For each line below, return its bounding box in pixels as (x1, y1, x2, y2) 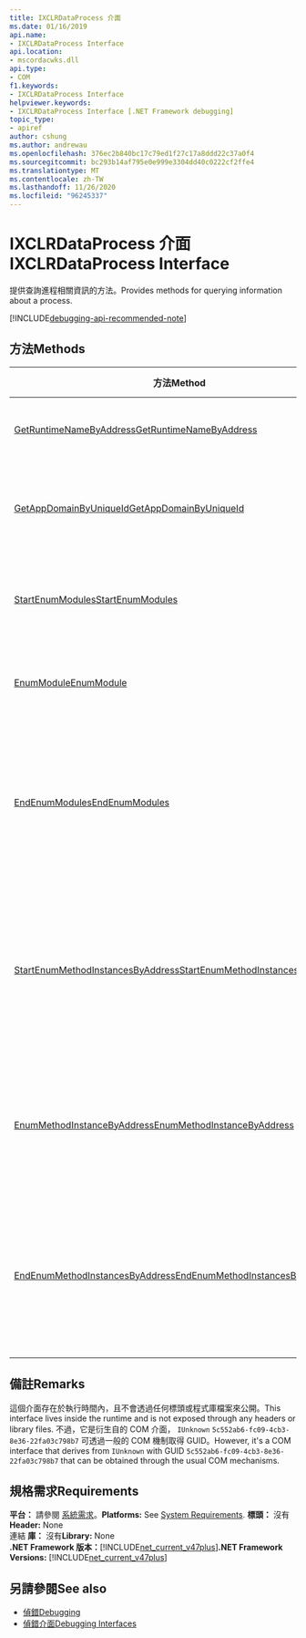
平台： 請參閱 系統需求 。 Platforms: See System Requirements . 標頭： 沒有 (9, 1509, 290, 1520)
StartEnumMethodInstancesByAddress (14, 963, 180, 976)
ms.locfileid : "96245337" (9, 192, 107, 201)
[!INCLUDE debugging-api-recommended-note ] (9, 312, 187, 324)
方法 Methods (9, 341, 86, 357)
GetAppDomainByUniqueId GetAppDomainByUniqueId (14, 502, 244, 514)
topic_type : (9, 115, 55, 124)
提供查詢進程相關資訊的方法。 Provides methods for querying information (9, 285, 283, 295)
